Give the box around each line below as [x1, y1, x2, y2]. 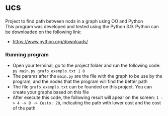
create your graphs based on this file [12, 89, 89, 95]
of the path [12, 105, 36, 111]
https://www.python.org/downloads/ [12, 38, 88, 44]
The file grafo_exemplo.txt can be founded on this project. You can [12, 84, 152, 90]
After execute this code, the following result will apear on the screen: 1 [12, 94, 159, 100]
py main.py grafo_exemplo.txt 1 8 [12, 69, 85, 74]
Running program [5, 51, 49, 58]
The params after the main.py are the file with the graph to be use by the [12, 73, 162, 79]
